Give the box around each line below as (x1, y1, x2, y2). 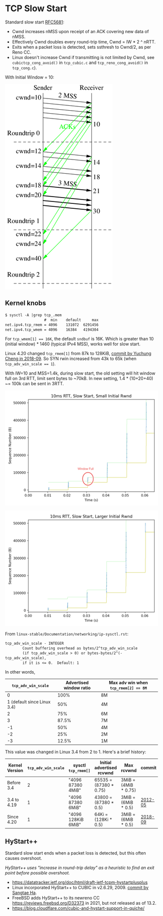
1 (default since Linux (7, 698, 51, 705)
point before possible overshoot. (5, 870, 70, 876)
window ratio (64, 685, 91, 691)
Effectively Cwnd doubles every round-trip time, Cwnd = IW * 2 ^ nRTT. (12, 39, 156, 44)
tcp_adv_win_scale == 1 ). (5, 360, 56, 366)
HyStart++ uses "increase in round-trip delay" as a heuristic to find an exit (5, 865, 154, 871)
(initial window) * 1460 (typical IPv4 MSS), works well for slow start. (5, 341, 141, 347)
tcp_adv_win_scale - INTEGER (5, 641, 64, 646)
